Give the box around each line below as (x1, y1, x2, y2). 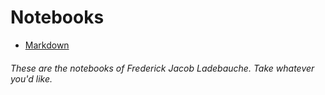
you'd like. (10, 72, 53, 85)
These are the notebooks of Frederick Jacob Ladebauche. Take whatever (10, 62, 315, 74)
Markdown (24, 39, 70, 51)
